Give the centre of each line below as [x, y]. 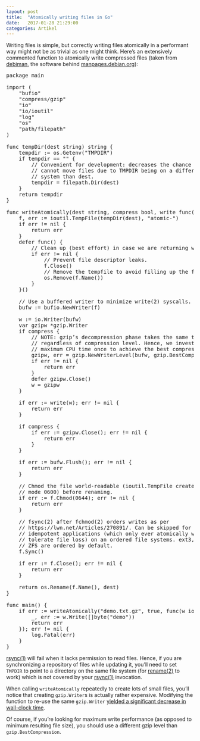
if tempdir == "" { [47, 159]
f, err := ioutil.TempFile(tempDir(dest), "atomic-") [99, 218]
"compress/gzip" [43, 99]
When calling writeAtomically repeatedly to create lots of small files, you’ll [98, 689]
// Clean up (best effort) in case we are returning [110, 248]
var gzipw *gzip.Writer [53, 326]
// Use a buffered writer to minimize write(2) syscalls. [105, 302]
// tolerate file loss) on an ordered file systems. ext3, [107, 540]
